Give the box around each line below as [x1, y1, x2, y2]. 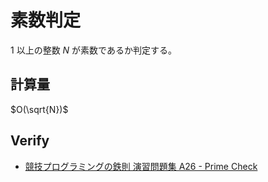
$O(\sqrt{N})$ [10, 103, 69, 115]
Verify [10, 132, 50, 150]
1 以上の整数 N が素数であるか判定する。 [10, 44, 177, 56]
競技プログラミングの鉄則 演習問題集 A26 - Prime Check [24, 160, 258, 172]
